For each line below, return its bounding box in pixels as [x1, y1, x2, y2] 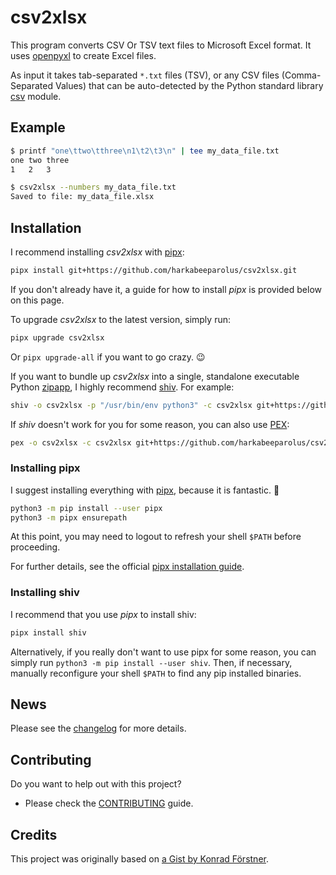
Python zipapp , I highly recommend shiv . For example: [10, 381, 235, 393]
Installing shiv [10, 586, 80, 600]
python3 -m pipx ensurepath [10, 512, 128, 523]
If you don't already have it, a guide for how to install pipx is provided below [10, 283, 322, 295]
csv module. [10, 90, 62, 102]
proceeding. [10, 541, 61, 553]
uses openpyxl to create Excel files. [10, 49, 157, 61]
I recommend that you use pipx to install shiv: [10, 608, 197, 620]
